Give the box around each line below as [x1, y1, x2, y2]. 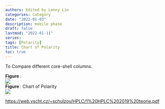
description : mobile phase [5, 21, 62, 27]
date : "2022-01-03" [5, 17, 47, 22]
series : [5, 36, 22, 41]
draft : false [5, 26, 33, 31]
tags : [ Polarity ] [5, 40, 42, 45]
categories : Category [5, 12, 51, 17]
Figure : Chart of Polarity [5, 83, 57, 89]
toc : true [5, 49, 26, 54]
